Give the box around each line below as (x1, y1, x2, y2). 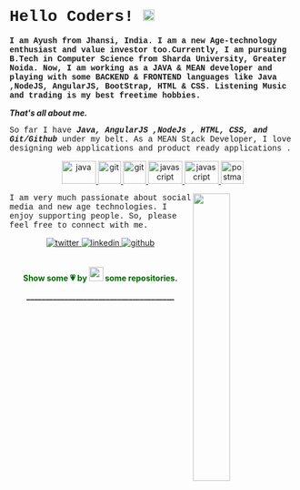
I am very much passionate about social (9, 192, 192, 203)
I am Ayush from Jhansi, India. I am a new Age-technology (9, 36, 277, 46)
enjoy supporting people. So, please (9, 210, 177, 221)
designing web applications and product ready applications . (9, 143, 292, 153)
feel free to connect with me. (9, 219, 148, 230)
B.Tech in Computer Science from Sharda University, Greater (9, 54, 287, 64)
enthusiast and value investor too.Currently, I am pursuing (9, 45, 287, 55)
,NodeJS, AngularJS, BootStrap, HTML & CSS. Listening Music (9, 81, 287, 91)
